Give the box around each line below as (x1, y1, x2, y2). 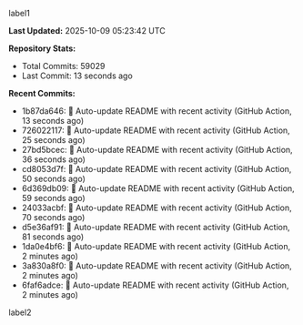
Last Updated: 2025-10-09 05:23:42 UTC (8, 25, 166, 36)
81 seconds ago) (21, 231, 84, 242)
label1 (8, 8, 31, 18)
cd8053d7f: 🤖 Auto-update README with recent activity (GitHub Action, (21, 164, 292, 174)
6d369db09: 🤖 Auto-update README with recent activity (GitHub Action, (21, 183, 295, 194)
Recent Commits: (8, 88, 76, 98)
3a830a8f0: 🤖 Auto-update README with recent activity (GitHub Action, (21, 260, 292, 271)
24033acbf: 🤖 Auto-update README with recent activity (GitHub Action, (21, 202, 292, 213)
